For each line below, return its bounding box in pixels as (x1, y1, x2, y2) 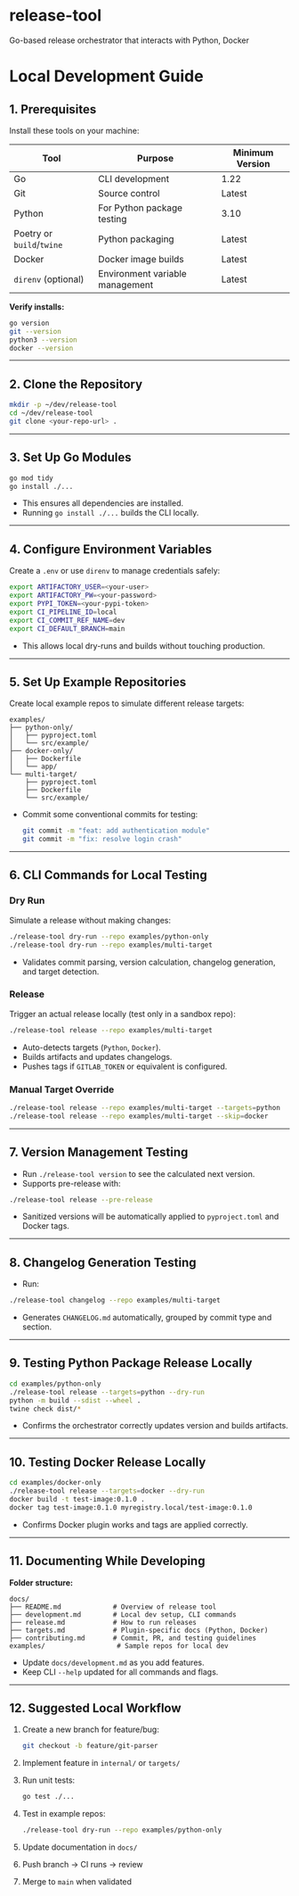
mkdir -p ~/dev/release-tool (9, 401, 117, 410)
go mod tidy (9, 474, 53, 483)
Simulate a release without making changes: (9, 915, 172, 925)
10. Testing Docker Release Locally (9, 1454, 206, 1470)
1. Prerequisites (9, 102, 97, 117)
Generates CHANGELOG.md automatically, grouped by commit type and (21, 1312, 272, 1323)
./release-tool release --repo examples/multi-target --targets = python (9, 1103, 280, 1112)
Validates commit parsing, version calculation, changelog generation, (21, 956, 276, 967)
